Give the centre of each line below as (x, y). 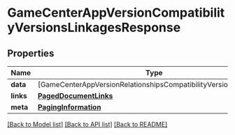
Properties (31, 53)
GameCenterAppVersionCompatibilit (116, 13)
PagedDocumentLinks (75, 96)
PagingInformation (69, 107)
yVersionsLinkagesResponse (94, 27)
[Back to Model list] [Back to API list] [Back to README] (87, 124)
